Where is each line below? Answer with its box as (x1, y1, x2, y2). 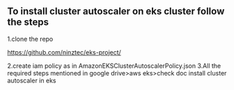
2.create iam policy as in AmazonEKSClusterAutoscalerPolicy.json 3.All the (7, 62, 221, 70)
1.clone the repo (7, 35, 54, 43)
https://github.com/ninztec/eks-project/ (7, 48, 122, 56)
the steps (7, 17, 49, 28)
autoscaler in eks (7, 76, 56, 84)
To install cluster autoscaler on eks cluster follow (7, 6, 225, 17)
